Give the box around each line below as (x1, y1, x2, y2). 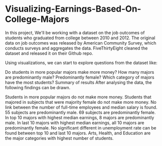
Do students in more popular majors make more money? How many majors (5, 69, 154, 75)
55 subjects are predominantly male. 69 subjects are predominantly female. (5, 109, 156, 115)
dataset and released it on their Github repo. (5, 50, 94, 56)
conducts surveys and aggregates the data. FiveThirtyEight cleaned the (5, 45, 148, 51)
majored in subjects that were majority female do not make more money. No (5, 99, 157, 105)
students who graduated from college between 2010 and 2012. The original (5, 35, 155, 41)
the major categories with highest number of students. (5, 135, 114, 141)
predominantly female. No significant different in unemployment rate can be (5, 125, 157, 130)
